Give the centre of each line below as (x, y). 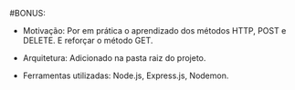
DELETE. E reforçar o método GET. (88, 40)
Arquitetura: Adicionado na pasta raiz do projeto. (114, 58)
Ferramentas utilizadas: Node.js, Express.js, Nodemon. (126, 75)
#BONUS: (27, 13)
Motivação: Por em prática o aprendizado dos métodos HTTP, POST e (154, 30)
